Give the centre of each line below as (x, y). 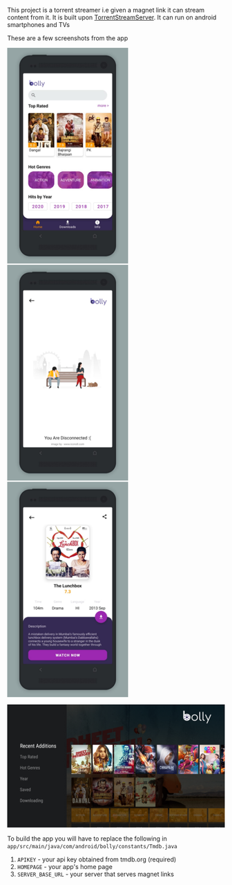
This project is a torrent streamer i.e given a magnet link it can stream (106, 10)
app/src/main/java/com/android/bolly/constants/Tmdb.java (92, 846)
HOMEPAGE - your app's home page (65, 866)
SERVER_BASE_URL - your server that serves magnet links (96, 874)
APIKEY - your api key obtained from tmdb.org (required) (97, 859)
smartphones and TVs (39, 25)
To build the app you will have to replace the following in (87, 839)
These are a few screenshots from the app (68, 38)
